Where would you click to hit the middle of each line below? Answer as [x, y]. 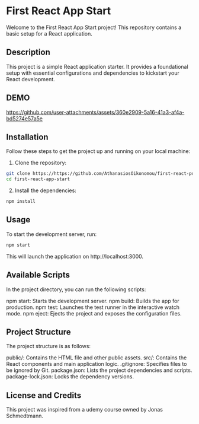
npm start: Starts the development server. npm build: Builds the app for [93, 301]
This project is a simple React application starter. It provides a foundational [97, 66]
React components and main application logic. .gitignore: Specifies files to [97, 364]
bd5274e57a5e [25, 118]
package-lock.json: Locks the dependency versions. [70, 377]
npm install [21, 202]
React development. [31, 79]
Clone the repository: [41, 163]
